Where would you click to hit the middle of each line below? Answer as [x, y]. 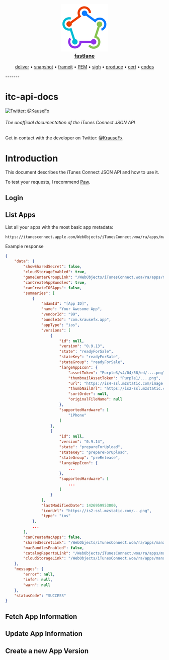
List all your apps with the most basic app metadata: [59, 227]
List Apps [20, 215]
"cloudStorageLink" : [45, 558]
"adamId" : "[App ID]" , [65, 304]
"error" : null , [39, 574]
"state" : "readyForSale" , [86, 352]
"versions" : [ [56, 330]
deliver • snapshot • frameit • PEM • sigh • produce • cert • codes [84, 67]
